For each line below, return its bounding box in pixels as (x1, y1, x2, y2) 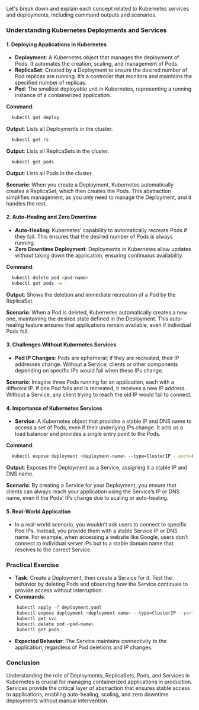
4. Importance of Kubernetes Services (6, 404, 102, 412)
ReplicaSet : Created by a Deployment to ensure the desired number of (14, 66, 188, 73)
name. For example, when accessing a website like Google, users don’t (14, 534, 188, 541)
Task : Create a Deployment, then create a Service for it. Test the (14, 574, 172, 582)
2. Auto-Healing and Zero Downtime (6, 213, 97, 221)
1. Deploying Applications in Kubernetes (6, 41, 107, 48)
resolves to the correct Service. (14, 546, 92, 553)
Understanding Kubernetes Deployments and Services (6, 26, 167, 34)
